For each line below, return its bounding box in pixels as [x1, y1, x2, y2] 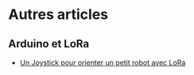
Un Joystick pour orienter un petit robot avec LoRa [19, 58, 186, 67]
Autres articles [8, 6, 109, 24]
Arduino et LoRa [8, 37, 90, 51]
